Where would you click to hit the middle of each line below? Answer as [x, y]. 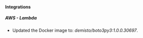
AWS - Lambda [21, 18]
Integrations [18, 7]
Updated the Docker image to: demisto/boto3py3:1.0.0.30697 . [75, 30]
